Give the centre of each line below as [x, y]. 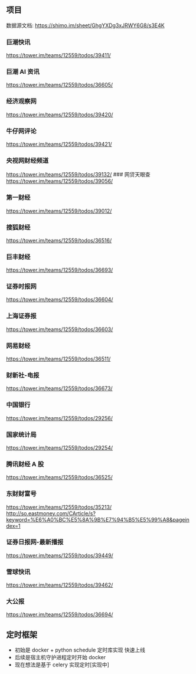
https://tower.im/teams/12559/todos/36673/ [60, 388]
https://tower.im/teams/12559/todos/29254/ [60, 447]
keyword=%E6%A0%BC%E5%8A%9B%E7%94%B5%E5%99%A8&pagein [98, 519]
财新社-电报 [23, 375]
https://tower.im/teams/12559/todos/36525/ [60, 477]
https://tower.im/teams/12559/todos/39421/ [59, 144]
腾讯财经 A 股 [25, 464]
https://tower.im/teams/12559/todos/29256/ [60, 418]
